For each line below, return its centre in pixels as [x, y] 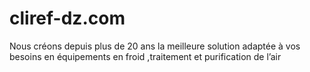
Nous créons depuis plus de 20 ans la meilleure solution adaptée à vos [155, 46]
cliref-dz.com [67, 18]
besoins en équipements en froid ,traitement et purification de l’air [145, 56]
